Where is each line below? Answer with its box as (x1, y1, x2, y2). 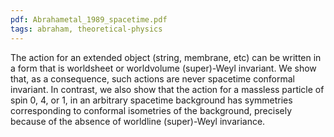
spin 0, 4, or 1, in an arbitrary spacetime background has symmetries (10, 94, 293, 106)
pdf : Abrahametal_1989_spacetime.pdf (10, 14, 168, 25)
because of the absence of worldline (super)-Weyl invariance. (10, 115, 266, 127)
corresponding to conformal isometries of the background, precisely (10, 104, 293, 116)
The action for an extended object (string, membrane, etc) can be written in (10, 51, 322, 63)
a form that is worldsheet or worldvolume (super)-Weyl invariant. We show (10, 62, 317, 74)
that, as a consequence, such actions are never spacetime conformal (10, 72, 296, 85)
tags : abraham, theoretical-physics (10, 24, 163, 34)
